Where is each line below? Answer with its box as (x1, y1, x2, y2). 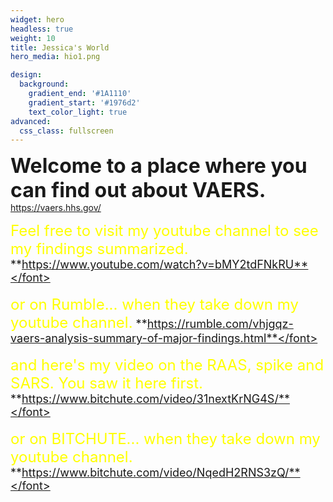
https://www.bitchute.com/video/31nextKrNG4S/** (21, 392, 290, 406)
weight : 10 (10, 33, 56, 43)
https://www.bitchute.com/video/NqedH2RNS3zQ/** (21, 466, 301, 480)
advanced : (10, 116, 52, 126)
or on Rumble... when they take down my (10, 295, 299, 315)
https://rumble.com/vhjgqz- (146, 317, 294, 331)
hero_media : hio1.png (10, 52, 101, 62)
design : (10, 70, 43, 80)
